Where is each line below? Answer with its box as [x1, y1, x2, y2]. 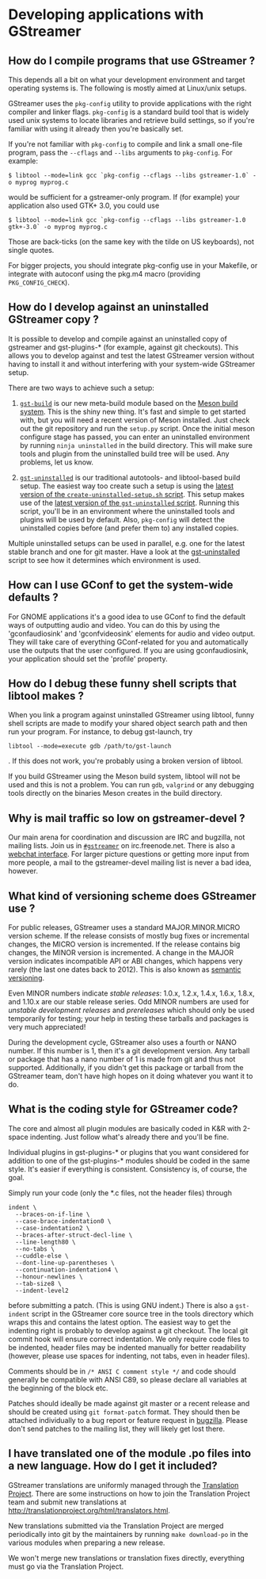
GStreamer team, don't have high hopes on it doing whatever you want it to [8, 1072, 253, 1081]
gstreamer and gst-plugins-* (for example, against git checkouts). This [8, 342, 239, 352]
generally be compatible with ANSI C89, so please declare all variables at [8, 1374, 247, 1384]
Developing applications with [8, 6, 204, 24]
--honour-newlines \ [15, 1272, 83, 1281]
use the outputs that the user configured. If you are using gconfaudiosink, [8, 645, 249, 655]
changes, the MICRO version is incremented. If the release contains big [8, 939, 241, 949]
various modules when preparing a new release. [8, 1538, 165, 1547]
